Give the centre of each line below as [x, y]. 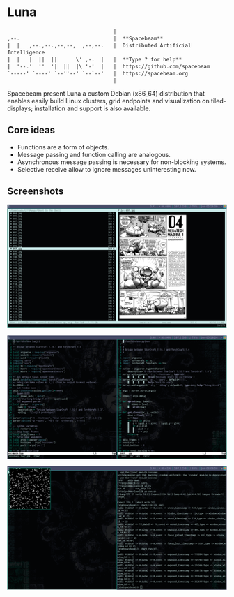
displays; [20, 108]
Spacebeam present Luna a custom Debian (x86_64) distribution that [106, 93]
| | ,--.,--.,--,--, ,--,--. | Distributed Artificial [99, 45]
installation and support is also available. [93, 108]
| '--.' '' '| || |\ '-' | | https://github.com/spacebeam [109, 66]
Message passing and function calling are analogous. [94, 154]
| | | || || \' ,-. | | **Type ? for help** [95, 59]
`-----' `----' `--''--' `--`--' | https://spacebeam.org [98, 73]
